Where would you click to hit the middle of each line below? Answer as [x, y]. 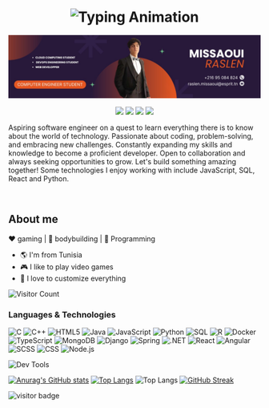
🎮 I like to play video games [66, 267]
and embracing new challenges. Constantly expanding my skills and [120, 144]
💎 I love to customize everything [73, 278]
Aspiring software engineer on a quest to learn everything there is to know [131, 127]
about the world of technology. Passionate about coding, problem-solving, [131, 135]
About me [33, 219]
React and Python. [39, 178]
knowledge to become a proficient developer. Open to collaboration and [127, 153]
